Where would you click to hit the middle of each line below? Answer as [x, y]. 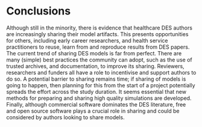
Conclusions [39, 11]
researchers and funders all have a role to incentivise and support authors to [101, 72]
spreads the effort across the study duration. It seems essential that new [96, 91]
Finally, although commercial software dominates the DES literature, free [96, 104]
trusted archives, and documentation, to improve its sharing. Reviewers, [96, 66]
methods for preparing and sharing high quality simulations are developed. [99, 98]
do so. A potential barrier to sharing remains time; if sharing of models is [96, 79]
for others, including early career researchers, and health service [87, 40]
